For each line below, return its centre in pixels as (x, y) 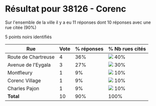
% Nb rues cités (127, 48)
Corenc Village (24, 80)
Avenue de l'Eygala (29, 65)
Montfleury (20, 73)
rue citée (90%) (21, 27)
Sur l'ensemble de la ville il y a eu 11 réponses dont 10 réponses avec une (78, 22)
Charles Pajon (23, 88)
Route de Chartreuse (31, 57)
